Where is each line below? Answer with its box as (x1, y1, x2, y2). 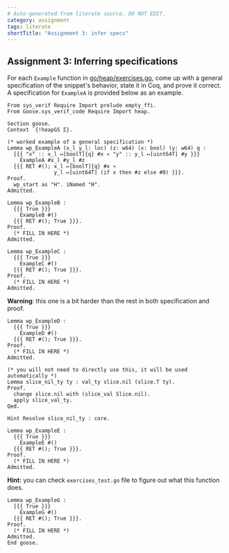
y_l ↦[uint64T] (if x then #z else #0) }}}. (53, 169, 185, 176)
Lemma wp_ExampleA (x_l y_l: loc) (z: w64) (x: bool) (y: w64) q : (7, 145, 207, 152)
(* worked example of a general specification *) (7, 138, 154, 146)
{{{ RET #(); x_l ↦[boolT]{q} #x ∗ (13, 163, 117, 170)
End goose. (7, 540, 39, 547)
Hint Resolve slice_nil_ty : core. (7, 415, 110, 422)
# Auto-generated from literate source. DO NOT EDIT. (7, 10, 167, 17)
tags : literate (7, 23, 51, 30)
